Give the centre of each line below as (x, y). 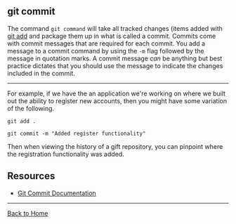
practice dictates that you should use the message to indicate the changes (115, 65)
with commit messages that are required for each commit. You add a (106, 43)
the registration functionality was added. (66, 154)
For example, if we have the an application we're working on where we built (117, 93)
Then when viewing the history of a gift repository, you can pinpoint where (115, 146)
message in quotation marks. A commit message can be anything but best (115, 58)
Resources (31, 176)
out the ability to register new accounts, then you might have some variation (117, 100)
